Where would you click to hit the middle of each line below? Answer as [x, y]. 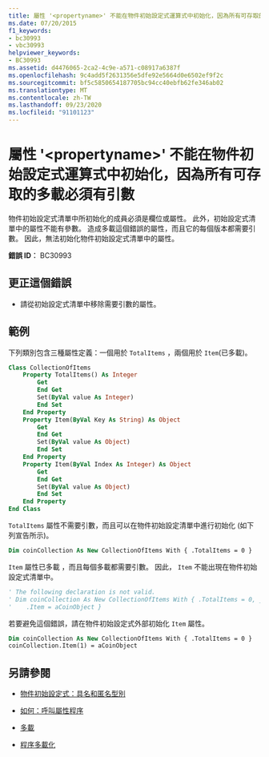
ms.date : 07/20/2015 [43, 23]
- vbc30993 [26, 46]
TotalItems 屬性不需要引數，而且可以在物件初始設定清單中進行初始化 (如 [128, 525]
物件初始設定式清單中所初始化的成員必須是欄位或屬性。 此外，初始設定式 [128, 218]
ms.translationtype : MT [48, 90]
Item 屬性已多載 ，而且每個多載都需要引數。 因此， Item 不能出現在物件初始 [133, 566]
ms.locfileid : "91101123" [51, 113]
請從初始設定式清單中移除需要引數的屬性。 [90, 304]
